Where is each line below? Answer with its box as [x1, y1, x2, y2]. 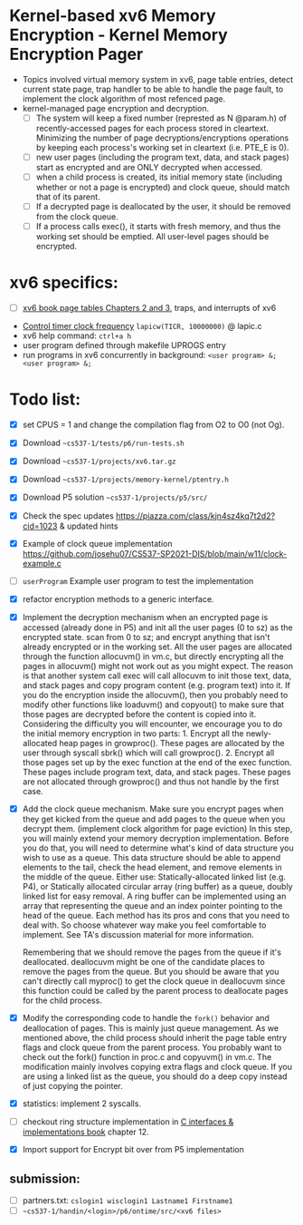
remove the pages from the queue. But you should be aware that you [22, 966, 279, 977]
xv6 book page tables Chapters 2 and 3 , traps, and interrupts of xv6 [22, 303, 277, 314]
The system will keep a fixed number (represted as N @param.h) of [35, 112, 288, 123]
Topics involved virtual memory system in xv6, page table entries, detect [22, 73, 294, 84]
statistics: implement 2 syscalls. [22, 1098, 142, 1109]
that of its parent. [35, 191, 101, 202]
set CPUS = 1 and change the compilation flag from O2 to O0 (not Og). [22, 419, 285, 431]
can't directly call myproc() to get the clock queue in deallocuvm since [22, 976, 286, 987]
